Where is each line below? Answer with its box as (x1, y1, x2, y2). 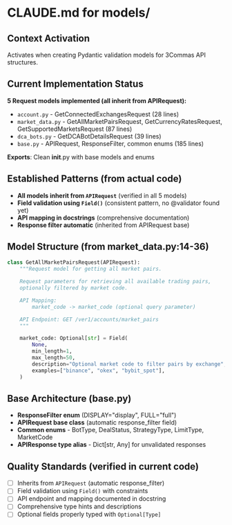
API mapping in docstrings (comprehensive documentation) (17, 213, 190, 222)
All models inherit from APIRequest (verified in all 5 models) (17, 191, 187, 199)
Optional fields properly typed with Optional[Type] (17, 510, 162, 519)
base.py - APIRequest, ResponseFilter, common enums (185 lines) (17, 139, 204, 148)
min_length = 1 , (32, 348, 72, 355)
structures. (7, 58, 38, 66)
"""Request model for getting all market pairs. (19, 265, 162, 273)
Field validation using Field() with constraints (17, 487, 148, 495)
